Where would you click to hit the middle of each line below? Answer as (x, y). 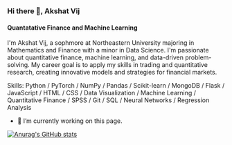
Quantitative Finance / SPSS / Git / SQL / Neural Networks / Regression (108, 100)
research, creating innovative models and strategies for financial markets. (112, 72)
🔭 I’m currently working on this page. (70, 121)
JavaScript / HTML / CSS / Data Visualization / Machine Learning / (101, 93)
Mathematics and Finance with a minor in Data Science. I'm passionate (108, 50)
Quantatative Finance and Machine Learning (72, 28)
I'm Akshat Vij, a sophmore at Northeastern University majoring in (101, 43)
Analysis (19, 108)
